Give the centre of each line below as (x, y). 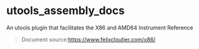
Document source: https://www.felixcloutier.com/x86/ (88, 39)
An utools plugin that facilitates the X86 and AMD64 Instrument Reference (100, 28)
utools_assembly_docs (66, 11)
